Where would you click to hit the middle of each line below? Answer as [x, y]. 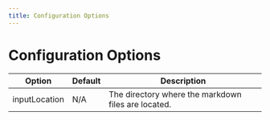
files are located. [140, 104]
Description [183, 81]
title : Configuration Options [59, 16]
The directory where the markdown [175, 94]
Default [86, 81]
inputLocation [38, 99]
